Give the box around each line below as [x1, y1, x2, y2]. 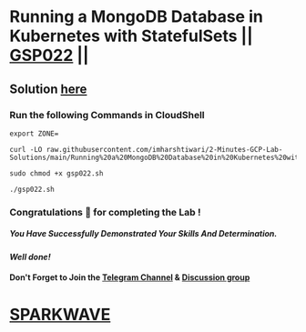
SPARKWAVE [9, 304, 111, 325]
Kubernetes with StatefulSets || [9, 25, 253, 46]
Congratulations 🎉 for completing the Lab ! [9, 206, 201, 218]
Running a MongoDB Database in [9, 6, 264, 27]
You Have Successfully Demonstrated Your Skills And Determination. [9, 228, 278, 239]
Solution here [9, 81, 87, 96]
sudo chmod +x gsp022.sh [9, 168, 104, 178]
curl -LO [9, 145, 43, 154]
